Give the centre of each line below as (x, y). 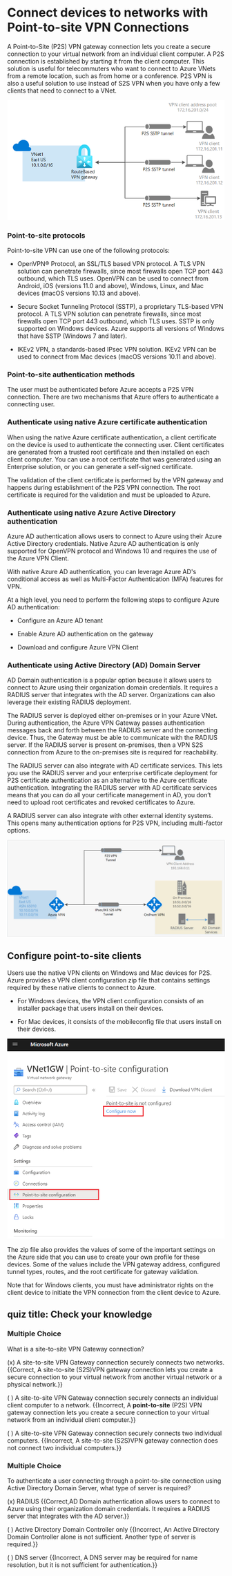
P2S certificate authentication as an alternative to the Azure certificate (107, 780)
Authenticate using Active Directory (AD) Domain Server (104, 665)
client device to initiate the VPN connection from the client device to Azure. (114, 1293)
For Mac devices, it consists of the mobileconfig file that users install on (119, 1021)
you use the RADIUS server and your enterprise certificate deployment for (113, 773)
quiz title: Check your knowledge (80, 1314)
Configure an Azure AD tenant (60, 620)
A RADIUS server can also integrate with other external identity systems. (110, 816)
